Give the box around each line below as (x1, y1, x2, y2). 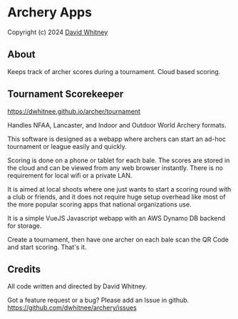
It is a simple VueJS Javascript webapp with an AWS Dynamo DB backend (7, 214, 226, 222)
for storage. (7, 221, 42, 230)
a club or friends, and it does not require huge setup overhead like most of (7, 192, 226, 201)
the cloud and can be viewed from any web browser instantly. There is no (7, 163, 223, 172)
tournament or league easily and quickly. (7, 142, 127, 150)
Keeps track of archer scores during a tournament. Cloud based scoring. (7, 67, 221, 75)
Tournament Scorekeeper (7, 88, 124, 100)
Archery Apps (7, 4, 93, 21)
